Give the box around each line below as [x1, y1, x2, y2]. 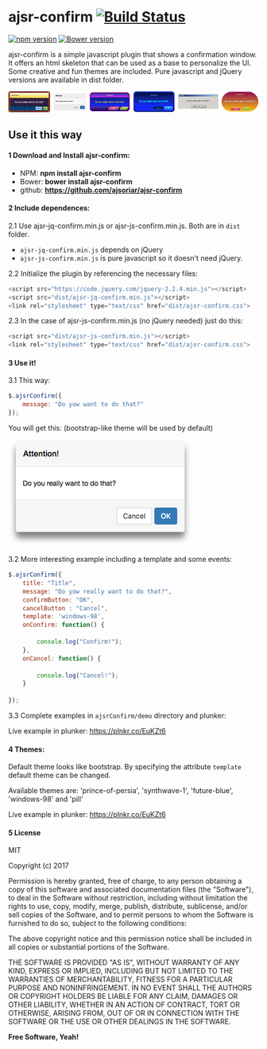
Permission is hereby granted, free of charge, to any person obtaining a [8, 877, 242, 886]
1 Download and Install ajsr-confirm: [8, 151, 130, 161]
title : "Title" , [22, 579, 77, 587]
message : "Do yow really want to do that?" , [22, 587, 172, 595]
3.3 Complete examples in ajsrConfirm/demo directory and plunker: [8, 711, 226, 721]
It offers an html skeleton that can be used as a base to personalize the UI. [8, 58, 252, 68]
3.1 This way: [8, 376, 50, 385]
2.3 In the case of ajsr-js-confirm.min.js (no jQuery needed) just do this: [8, 316, 244, 326]
